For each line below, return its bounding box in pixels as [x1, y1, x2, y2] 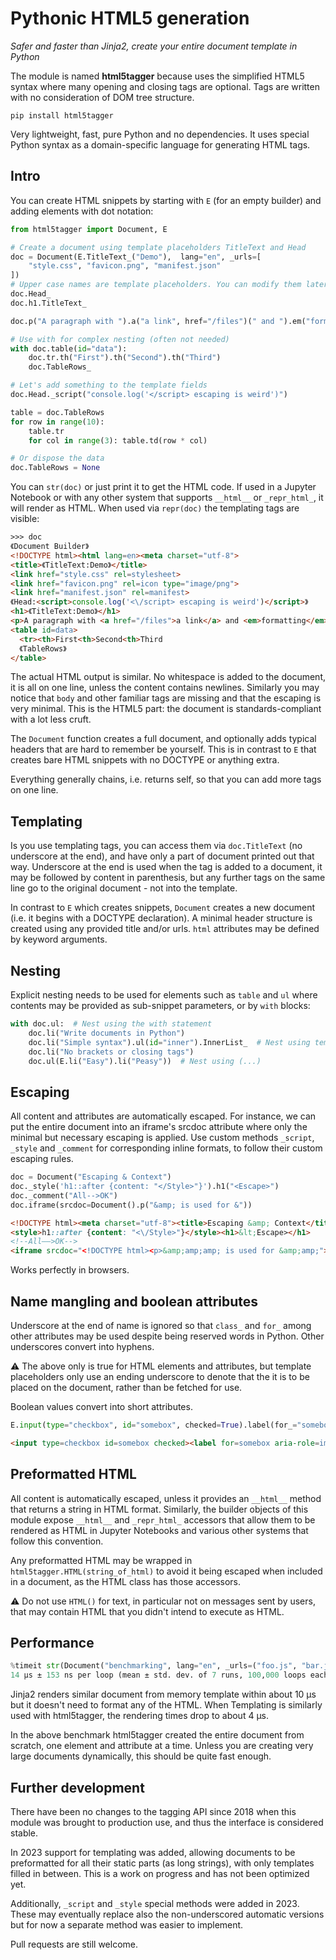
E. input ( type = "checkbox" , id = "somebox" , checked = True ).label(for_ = [10, 1420, 298, 1430]
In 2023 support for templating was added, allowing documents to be [10, 1846, 296, 1858]
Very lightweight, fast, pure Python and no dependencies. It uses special [10, 128, 310, 140]
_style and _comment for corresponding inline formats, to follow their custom [10, 1142, 323, 1154]
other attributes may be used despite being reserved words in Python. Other [10, 1330, 325, 1342]
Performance [10, 1634, 95, 1651]
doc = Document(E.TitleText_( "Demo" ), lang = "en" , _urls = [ [10, 252, 262, 262]
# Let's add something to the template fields [10, 380, 208, 391]
